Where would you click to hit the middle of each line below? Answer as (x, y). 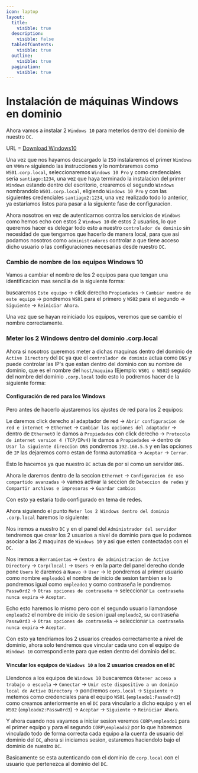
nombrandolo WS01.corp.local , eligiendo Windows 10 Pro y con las (87, 191)
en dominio (34, 114)
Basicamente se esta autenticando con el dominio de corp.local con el (92, 758)
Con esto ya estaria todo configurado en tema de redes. (74, 499)
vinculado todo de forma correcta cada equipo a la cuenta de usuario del (95, 734)
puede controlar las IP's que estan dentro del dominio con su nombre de (94, 364)
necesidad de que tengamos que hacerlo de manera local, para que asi (93, 234)
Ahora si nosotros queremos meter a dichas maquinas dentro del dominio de (99, 351)
